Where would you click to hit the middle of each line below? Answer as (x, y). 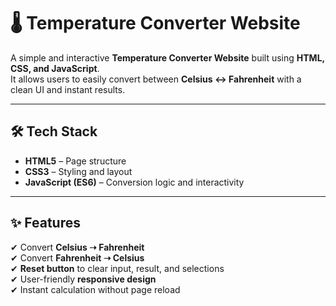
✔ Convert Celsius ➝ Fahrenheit (77, 247)
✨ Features (45, 223)
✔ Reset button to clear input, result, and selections (117, 268)
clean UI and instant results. (68, 89)
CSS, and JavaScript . (55, 68)
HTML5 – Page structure (75, 161)
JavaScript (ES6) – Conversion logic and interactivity (134, 182)
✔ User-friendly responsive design (83, 279)
